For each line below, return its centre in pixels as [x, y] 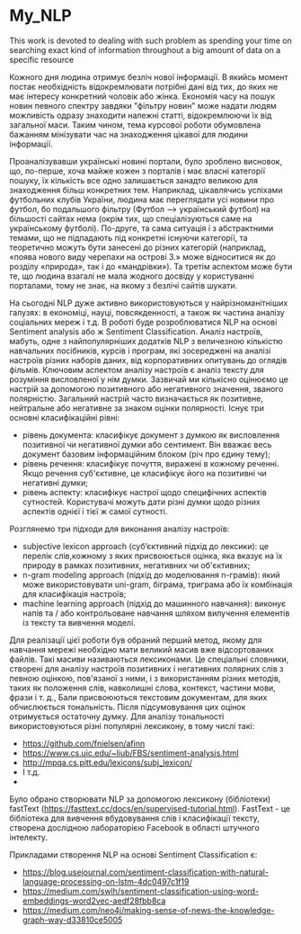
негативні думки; [55, 483]
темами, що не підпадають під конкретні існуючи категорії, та [129, 237]
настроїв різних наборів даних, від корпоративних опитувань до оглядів [148, 360]
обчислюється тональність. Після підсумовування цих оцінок [128, 707]
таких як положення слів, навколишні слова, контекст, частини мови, [142, 688]
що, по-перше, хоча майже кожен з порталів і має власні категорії [137, 171]
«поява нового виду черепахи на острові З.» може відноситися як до [143, 256]
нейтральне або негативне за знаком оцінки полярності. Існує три [137, 408]
